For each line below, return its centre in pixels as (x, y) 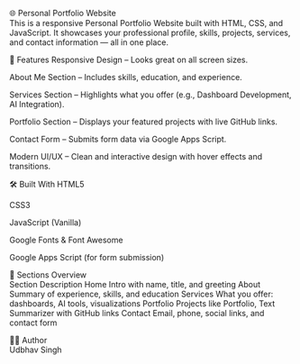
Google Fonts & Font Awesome (66, 240)
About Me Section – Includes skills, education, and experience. (126, 77)
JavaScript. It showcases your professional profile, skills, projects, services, (150, 32)
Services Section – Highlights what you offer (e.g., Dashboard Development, (150, 95)
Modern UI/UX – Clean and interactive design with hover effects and (136, 156)
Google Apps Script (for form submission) (87, 257)
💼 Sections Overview (48, 275)
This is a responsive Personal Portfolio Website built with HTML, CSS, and (146, 23)
